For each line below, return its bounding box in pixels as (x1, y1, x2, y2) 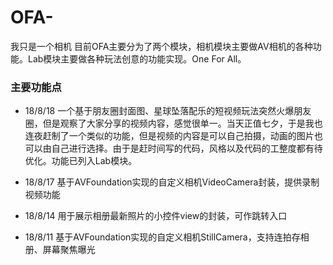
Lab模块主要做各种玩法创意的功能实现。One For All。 (27, 52, 247, 65)
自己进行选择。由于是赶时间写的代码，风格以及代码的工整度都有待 (51, 142, 323, 155)
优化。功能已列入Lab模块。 (24, 155, 138, 167)
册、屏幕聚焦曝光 (24, 244, 96, 256)
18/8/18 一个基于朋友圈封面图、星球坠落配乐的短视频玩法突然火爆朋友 (24, 105, 312, 117)
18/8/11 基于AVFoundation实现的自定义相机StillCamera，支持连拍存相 (24, 231, 310, 243)
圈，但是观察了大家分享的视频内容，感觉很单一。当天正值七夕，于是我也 (24, 117, 323, 130)
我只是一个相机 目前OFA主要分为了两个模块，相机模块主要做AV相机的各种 (10, 40, 313, 52)
